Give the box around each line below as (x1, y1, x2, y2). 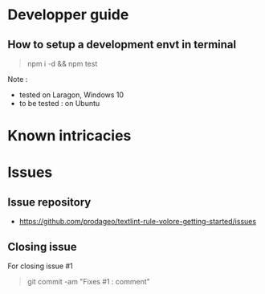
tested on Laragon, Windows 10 (18, 90, 124, 100)
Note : (7, 75, 28, 84)
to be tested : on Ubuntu (18, 99, 100, 108)
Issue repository (7, 195, 92, 209)
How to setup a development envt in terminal (7, 38, 237, 51)
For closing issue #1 (7, 261, 73, 271)
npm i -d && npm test (26, 59, 98, 68)
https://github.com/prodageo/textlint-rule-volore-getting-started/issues (18, 217, 257, 227)
